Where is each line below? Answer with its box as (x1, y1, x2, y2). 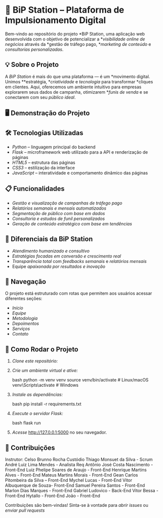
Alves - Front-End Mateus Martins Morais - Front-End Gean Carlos (5, 472, 138, 478)
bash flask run (12, 420, 41, 426)
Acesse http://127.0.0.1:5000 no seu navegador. (12, 429, 107, 436)
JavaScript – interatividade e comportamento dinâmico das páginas (12, 170, 148, 176)
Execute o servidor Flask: (12, 411, 63, 417)
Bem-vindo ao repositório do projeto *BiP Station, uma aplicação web (5, 31, 145, 37)
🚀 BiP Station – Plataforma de (5, 4, 125, 16)
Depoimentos (12, 320, 39, 326)
